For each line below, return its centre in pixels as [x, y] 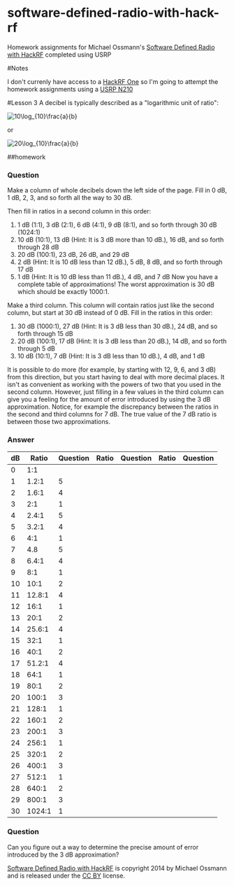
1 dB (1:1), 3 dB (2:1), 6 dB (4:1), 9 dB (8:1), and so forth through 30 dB [117, 225]
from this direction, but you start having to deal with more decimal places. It [116, 377]
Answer [21, 440]
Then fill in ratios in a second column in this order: [79, 211]
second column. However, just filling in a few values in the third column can [116, 392]
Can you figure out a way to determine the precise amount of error [103, 847]
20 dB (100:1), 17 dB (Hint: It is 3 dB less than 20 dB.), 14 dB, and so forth [122, 342]
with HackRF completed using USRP [59, 55]
